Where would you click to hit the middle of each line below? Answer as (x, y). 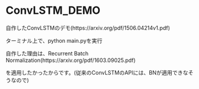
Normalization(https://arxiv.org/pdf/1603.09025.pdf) (71, 60)
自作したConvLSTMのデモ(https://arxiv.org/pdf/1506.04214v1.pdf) (88, 28)
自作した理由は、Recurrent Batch (47, 53)
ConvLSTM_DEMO (53, 11)
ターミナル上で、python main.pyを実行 (54, 40)
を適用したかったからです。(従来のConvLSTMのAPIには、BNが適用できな (97, 72)
